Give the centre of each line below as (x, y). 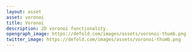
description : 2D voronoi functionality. (58, 28)
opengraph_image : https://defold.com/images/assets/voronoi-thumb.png (96, 34)
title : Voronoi (25, 23)
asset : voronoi (25, 17)
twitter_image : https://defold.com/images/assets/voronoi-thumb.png (94, 39)
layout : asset (24, 12)
